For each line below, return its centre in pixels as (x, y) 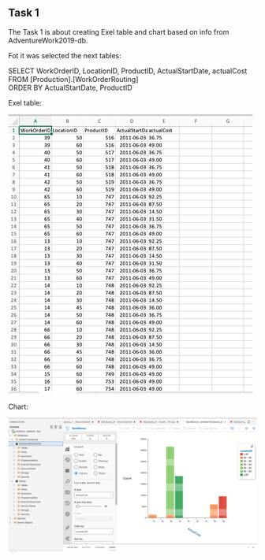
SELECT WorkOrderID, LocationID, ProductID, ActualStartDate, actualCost (128, 71)
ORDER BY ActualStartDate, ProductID (70, 87)
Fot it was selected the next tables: (65, 55)
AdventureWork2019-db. (48, 40)
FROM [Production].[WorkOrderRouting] (73, 79)
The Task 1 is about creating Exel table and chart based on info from (119, 32)
